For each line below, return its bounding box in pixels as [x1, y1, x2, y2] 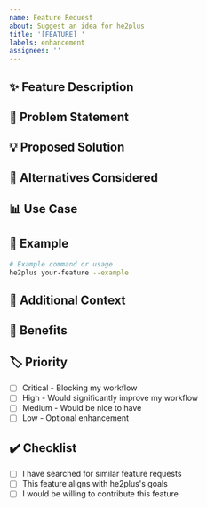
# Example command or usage [9, 259, 114, 268]
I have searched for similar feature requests [21, 469, 182, 479]
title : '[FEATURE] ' [9, 29, 86, 38]
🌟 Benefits [9, 323, 68, 339]
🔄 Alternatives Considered [9, 170, 158, 185]
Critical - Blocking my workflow [21, 382, 138, 393]
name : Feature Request [9, 12, 93, 22]
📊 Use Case [9, 201, 78, 217]
